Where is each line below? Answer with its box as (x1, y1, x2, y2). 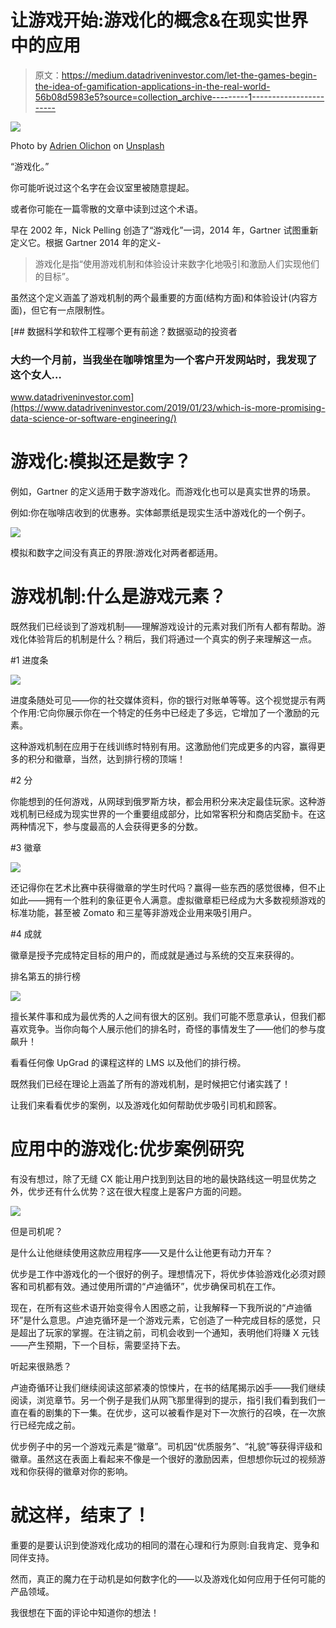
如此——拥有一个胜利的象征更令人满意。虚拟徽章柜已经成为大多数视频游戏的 (10, 894, 326, 906)
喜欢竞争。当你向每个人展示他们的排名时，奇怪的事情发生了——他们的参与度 (10, 1023, 326, 1035)
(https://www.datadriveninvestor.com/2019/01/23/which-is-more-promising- (10, 402, 326, 414)
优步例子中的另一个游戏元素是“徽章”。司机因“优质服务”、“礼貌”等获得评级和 (10, 1441, 323, 1453)
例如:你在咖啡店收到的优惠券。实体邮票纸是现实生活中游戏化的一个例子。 (10, 507, 312, 519)
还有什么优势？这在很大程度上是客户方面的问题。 (44, 1186, 247, 1198)
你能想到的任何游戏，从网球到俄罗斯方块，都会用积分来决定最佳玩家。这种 (10, 796, 317, 808)
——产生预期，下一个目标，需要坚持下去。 (10, 1339, 186, 1351)
